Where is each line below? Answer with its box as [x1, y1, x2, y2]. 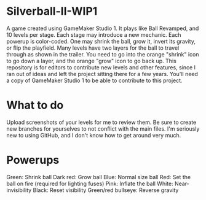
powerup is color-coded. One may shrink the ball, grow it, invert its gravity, [6, 37, 196, 45]
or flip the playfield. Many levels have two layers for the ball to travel [6, 44, 180, 52]
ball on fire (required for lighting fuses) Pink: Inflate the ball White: [6, 180, 173, 187]
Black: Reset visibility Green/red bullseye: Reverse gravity [33, 186, 179, 194]
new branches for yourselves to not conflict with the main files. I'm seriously [6, 125, 200, 133]
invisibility [6, 186, 32, 194]
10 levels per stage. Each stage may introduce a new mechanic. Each [6, 31, 181, 38]
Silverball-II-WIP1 [6, 4, 98, 18]
